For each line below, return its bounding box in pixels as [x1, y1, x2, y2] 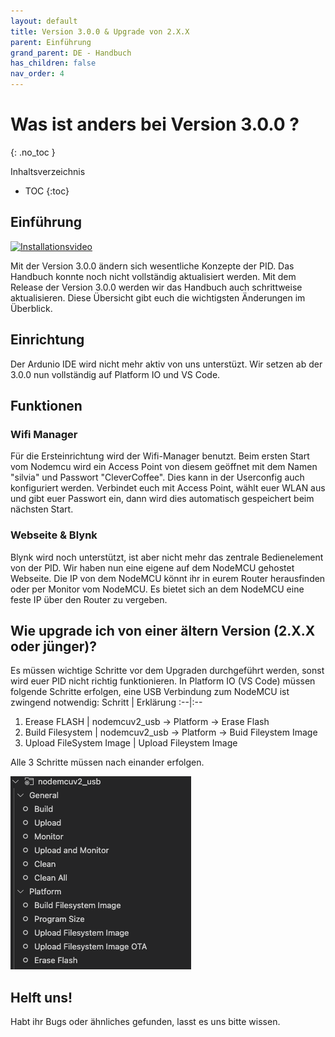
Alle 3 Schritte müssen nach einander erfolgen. [10, 756, 205, 769]
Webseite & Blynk [10, 528, 98, 542]
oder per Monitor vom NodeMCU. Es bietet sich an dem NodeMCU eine [10, 583, 305, 595]
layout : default [10, 16, 78, 26]
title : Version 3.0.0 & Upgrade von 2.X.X [10, 26, 190, 37]
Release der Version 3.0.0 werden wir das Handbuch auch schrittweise [10, 281, 303, 293]
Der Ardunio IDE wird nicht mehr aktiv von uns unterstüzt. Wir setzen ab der [10, 358, 323, 370]
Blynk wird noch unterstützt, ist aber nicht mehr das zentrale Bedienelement [10, 551, 324, 563]
